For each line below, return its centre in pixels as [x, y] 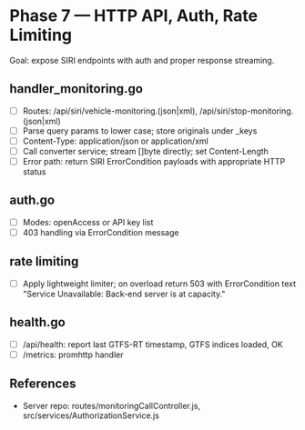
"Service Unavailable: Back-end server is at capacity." [124, 294]
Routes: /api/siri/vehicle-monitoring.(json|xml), [110, 111]
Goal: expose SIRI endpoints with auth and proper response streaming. [142, 60]
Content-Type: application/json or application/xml [116, 141]
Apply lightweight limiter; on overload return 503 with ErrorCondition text [159, 284]
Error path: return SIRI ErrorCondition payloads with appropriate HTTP [154, 161]
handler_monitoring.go [76, 89]
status [34, 172]
